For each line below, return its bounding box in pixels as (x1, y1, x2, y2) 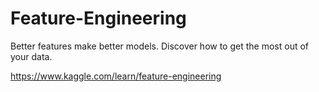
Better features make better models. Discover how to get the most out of (10, 40, 310, 52)
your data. (10, 50, 53, 62)
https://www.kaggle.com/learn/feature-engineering (10, 70, 222, 82)
